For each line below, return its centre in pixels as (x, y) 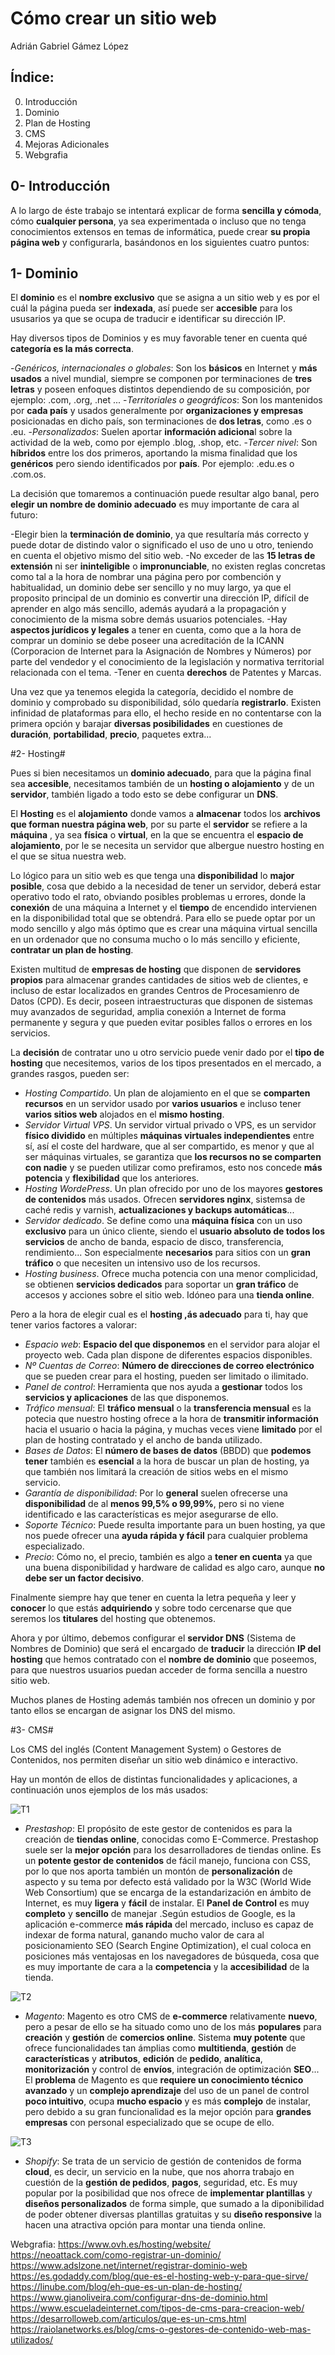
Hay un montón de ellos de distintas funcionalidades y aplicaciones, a (154, 1779)
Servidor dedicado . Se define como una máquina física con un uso (163, 1221)
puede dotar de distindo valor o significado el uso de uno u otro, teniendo (162, 545)
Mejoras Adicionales (67, 144)
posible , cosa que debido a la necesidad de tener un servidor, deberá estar (166, 886)
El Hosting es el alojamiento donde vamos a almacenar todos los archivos (165, 814)
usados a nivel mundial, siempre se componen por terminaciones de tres (161, 379)
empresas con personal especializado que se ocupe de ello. (149, 2123)
